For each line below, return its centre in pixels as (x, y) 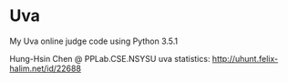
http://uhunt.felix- (245, 58)
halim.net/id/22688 (46, 68)
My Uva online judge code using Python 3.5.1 (94, 41)
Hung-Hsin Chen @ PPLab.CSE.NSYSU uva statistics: (110, 58)
